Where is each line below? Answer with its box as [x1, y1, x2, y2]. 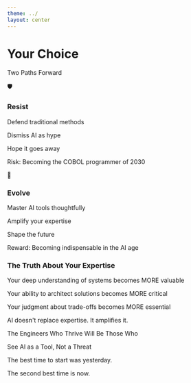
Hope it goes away [7, 144, 60, 152]
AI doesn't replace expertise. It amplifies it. [7, 316, 128, 325]
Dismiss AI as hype [7, 131, 61, 139]
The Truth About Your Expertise [7, 260, 115, 270]
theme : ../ [7, 10, 38, 17]
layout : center [7, 16, 51, 23]
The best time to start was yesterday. [7, 356, 113, 364]
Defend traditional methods [7, 117, 85, 126]
